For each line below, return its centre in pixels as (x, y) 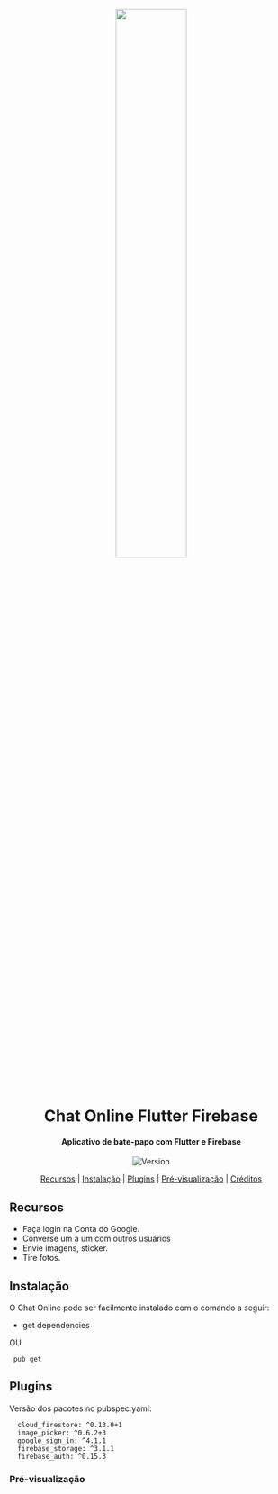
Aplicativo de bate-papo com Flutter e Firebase (151, 1141)
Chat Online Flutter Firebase (151, 1116)
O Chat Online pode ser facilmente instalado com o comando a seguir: (139, 1308)
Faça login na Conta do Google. (81, 1229)
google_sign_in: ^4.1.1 (62, 1440)
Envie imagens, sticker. (65, 1248)
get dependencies (56, 1326)
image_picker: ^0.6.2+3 (62, 1433)
